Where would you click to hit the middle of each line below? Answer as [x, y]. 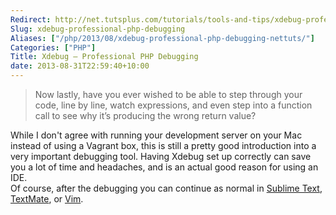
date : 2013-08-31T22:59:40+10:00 [80, 66]
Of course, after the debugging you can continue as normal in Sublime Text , [166, 188]
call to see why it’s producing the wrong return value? [145, 115]
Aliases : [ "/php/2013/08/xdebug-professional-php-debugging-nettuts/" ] [162, 38]
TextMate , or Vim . [47, 199]
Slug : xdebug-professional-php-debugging [98, 29]
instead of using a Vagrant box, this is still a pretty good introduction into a [163, 145]
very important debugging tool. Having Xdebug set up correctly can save [161, 156]
